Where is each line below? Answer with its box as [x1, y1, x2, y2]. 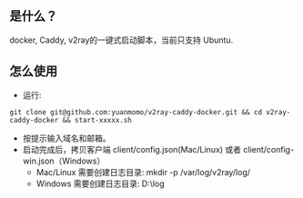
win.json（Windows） [22, 155, 106, 166]
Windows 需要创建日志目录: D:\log [35, 178, 166, 189]
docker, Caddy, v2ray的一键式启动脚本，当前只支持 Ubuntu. [9, 35, 234, 45]
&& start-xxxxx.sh [62, 115, 132, 124]
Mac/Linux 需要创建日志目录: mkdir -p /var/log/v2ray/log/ [35, 166, 251, 177]
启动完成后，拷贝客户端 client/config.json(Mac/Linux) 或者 [22, 144, 242, 154]
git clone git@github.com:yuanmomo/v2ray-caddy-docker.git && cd [9, 107, 262, 116]
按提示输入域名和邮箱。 [22, 133, 111, 144]
